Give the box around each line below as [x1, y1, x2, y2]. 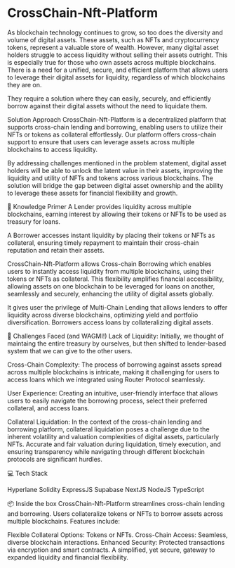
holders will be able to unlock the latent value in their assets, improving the [7, 166, 223, 175]
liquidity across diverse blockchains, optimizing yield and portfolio [7, 310, 199, 319]
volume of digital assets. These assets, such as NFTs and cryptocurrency [7, 35, 220, 44]
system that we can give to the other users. [7, 346, 133, 355]
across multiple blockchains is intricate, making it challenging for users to [7, 367, 220, 376]
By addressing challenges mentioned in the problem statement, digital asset [7, 158, 227, 167]
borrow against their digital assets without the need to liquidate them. [7, 101, 208, 110]
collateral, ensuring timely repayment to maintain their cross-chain [7, 238, 199, 247]
